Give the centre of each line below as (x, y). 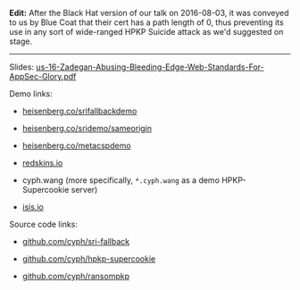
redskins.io (42, 163)
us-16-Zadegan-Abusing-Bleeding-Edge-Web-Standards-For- (150, 67)
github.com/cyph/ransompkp (75, 276)
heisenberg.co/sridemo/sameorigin (87, 128)
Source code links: (44, 224)
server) (84, 190)
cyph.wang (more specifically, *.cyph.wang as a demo (121, 180)
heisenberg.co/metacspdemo (76, 145)
